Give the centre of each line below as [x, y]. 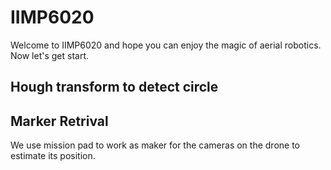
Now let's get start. [50, 55]
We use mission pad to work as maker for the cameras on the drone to [155, 145]
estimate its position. [53, 156]
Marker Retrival [59, 121]
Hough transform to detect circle [114, 87]
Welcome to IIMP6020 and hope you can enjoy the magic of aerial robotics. [166, 45]
